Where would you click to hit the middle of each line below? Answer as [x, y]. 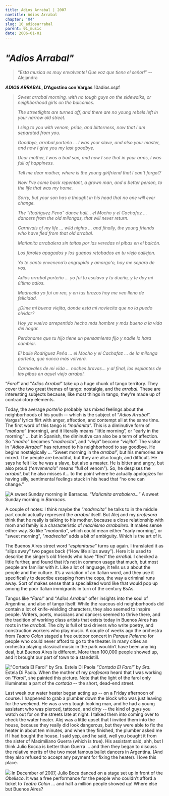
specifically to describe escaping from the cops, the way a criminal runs [80, 578]
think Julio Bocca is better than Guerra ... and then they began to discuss [81, 746]
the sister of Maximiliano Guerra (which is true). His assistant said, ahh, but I [84, 741]
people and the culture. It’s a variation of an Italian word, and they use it [79, 572]
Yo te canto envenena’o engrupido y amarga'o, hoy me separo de [86, 262]
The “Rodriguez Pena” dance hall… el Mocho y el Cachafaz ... [82, 213]
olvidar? [26, 313]
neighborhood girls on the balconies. [56, 102]
